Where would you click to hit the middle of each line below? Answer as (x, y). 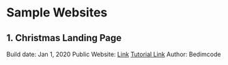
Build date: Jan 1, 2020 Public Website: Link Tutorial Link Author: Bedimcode (114, 54)
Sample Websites (57, 13)
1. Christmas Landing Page (64, 38)
